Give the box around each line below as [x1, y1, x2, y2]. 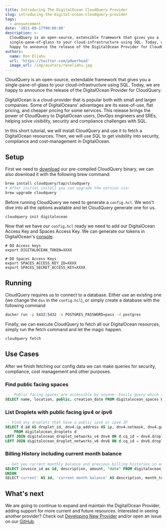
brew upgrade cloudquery [5, 190, 57, 195]
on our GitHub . [5, 519, 36, 525]
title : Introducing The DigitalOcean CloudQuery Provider [5, 7, 128, 12]
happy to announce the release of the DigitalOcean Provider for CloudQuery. [5, 87, 162, 93]
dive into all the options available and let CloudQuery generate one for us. [5, 204, 156, 210]
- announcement [9, 21, 41, 26]
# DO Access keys [5, 243, 41, 248]
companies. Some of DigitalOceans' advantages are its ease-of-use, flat [5, 102, 153, 108]
